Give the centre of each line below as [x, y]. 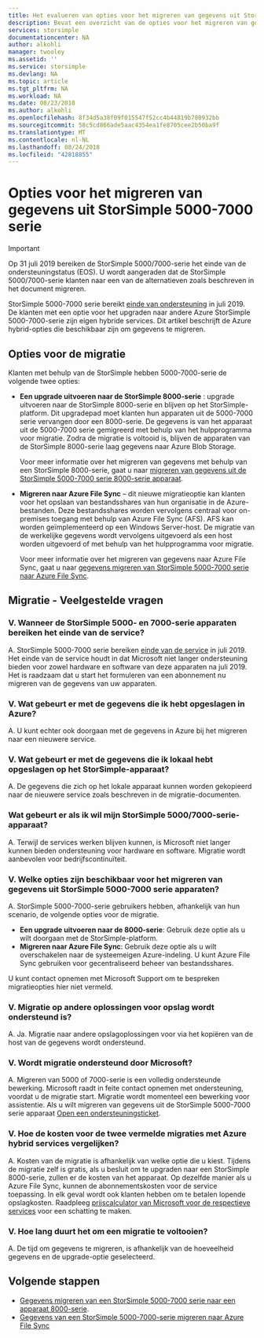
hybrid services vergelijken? [64, 1144]
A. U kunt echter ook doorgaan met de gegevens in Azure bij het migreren [128, 730]
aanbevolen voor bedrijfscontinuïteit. [68, 859]
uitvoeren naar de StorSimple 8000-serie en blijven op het [114, 405]
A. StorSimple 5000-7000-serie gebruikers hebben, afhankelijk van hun [124, 906]
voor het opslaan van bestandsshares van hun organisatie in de [122, 502]
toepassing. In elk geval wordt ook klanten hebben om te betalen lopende [127, 1194]
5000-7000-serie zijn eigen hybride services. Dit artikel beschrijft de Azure [130, 321]
